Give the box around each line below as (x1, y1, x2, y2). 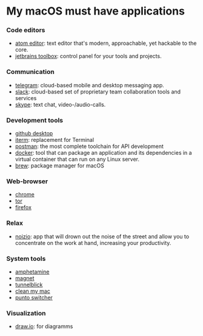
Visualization (6, 309, 46, 317)
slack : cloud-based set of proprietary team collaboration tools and (15, 88, 181, 95)
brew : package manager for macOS (15, 162, 104, 169)
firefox (15, 204, 32, 211)
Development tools (6, 116, 64, 124)
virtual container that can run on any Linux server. (15, 156, 139, 163)
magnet (15, 274, 35, 281)
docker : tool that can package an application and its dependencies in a (15, 149, 192, 156)
